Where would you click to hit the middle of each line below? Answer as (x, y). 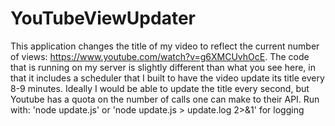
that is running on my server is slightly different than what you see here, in (163, 67)
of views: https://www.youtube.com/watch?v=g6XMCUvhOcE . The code (160, 56)
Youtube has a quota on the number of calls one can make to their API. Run (165, 99)
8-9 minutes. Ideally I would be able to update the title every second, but (160, 88)
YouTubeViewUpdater (103, 18)
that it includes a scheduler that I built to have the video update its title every (167, 78)
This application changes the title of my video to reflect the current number (165, 46)
